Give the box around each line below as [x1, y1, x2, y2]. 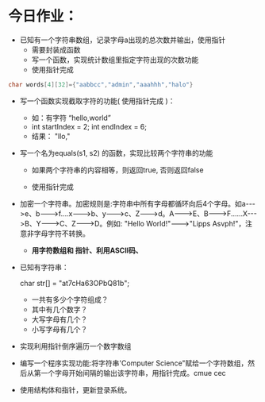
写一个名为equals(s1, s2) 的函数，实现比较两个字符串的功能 [19, 148, 213, 157]
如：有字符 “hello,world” [31, 113, 111, 122]
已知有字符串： [19, 262, 69, 272]
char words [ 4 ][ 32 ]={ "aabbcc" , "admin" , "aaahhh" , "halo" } [8, 80, 194, 88]
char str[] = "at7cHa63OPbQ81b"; [19, 278, 129, 288]
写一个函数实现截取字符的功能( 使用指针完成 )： [19, 96, 175, 106]
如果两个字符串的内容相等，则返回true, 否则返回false [31, 164, 204, 175]
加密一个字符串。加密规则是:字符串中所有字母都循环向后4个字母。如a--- [19, 199, 256, 208]
